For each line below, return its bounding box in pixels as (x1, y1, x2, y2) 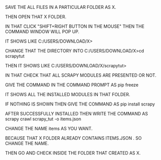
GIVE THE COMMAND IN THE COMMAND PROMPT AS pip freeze (5, 82, 139, 88)
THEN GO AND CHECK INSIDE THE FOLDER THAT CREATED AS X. (5, 150, 141, 156)
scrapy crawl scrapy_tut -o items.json (5, 116, 81, 122)
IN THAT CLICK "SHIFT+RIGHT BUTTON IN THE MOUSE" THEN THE (5, 23, 145, 29)
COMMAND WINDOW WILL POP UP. (5, 29, 80, 34)
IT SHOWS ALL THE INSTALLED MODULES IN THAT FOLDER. (5, 92, 130, 97)
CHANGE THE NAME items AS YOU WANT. (5, 126, 93, 131)
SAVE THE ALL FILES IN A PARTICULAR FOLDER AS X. (5, 4, 117, 10)
